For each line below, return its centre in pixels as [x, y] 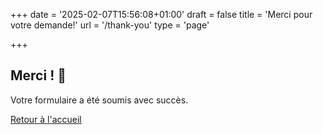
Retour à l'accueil [46, 119]
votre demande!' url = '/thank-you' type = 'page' [110, 25]
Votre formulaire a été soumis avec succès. [99, 100]
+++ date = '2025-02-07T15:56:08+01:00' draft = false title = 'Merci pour [161, 14]
